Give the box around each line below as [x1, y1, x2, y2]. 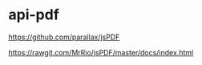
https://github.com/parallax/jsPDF [8, 32, 120, 42]
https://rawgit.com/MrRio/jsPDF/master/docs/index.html [8, 47, 194, 57]
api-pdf [8, 6, 60, 24]
